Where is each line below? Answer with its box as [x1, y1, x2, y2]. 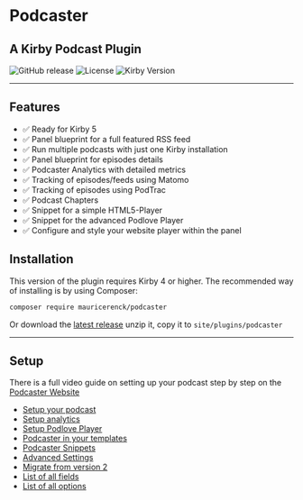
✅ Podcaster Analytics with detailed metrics [22, 164, 187, 175]
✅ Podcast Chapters [22, 195, 99, 205]
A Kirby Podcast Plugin [9, 41, 142, 57]
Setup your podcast [22, 405, 96, 415]
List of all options [22, 481, 87, 492]
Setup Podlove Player [22, 423, 103, 434]
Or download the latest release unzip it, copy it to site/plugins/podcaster [9, 319, 283, 330]
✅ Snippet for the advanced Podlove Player [22, 214, 184, 225]
